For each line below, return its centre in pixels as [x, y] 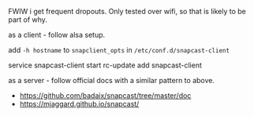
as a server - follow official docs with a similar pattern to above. [112, 80]
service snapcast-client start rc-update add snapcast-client [105, 65]
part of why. [28, 20]
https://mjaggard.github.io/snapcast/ [79, 104]
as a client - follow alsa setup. [57, 35]
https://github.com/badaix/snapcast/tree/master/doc [105, 96]
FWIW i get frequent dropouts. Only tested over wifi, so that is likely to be [127, 11]
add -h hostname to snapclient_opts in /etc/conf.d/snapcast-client [119, 50]
